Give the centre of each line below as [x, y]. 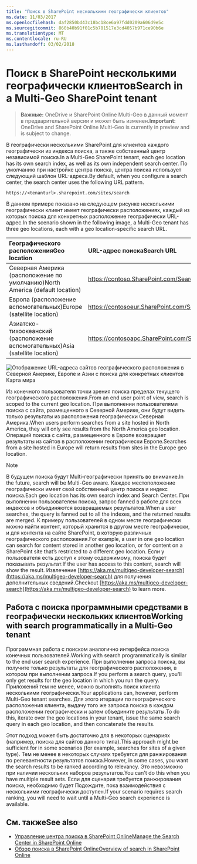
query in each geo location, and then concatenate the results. [80, 724]
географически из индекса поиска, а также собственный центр [86, 151]
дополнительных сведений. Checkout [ [54, 583]
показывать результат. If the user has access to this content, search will [93, 564]
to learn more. [149, 589]
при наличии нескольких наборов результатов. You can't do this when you [98, 772]
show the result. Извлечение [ [43, 570]
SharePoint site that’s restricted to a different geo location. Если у [85, 551]
